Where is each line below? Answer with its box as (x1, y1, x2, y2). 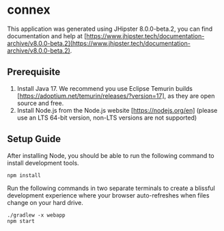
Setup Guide (7, 133, 61, 145)
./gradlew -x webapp (7, 211, 66, 219)
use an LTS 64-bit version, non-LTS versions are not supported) (16, 113, 197, 122)
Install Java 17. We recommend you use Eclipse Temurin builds (16, 84, 193, 92)
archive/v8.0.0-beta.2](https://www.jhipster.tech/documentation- (7, 39, 191, 47)
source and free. (16, 98, 64, 107)
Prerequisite (7, 66, 61, 78)
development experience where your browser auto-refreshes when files (7, 191, 210, 200)
